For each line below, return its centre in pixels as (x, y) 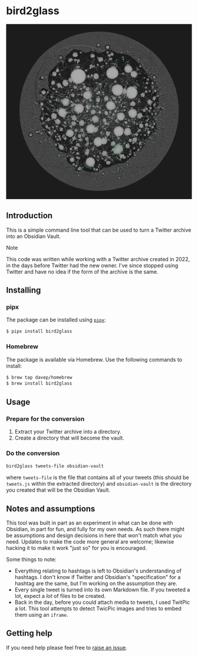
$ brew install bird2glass (39, 383)
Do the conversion (33, 453)
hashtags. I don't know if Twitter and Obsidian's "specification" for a (98, 577)
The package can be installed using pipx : (56, 320)
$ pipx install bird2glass (39, 331)
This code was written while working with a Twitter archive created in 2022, (98, 259)
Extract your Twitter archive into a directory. (68, 432)
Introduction (29, 216)
